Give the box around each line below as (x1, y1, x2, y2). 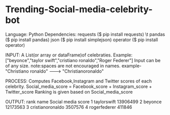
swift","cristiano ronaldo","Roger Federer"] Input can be (45, 57, 161, 63)
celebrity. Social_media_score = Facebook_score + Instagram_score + (5, 83, 152, 90)
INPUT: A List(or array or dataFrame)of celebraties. (5, 52, 112, 58)
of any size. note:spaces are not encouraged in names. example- (5, 63, 141, 69)
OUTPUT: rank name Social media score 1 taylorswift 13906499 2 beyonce (5, 98, 162, 105)
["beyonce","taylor (5, 57, 44, 63)
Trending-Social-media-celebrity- (5, 4, 153, 15)
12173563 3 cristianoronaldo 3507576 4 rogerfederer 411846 (5, 104, 132, 110)
